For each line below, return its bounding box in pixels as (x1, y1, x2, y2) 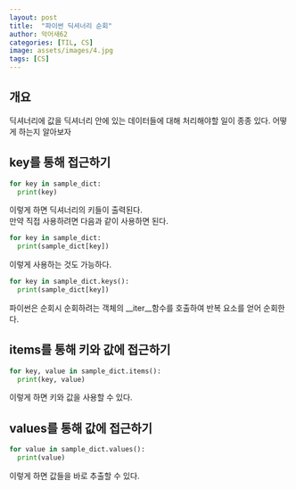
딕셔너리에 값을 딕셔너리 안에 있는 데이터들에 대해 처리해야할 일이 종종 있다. (9, 115, 271, 126)
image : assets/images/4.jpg (9, 46, 114, 55)
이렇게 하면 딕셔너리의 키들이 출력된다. (9, 204, 143, 215)
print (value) (17, 453, 66, 462)
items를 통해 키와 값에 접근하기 (9, 343, 171, 358)
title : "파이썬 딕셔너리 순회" (9, 21, 113, 30)
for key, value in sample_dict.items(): (9, 367, 162, 376)
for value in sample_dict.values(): (9, 445, 145, 454)
